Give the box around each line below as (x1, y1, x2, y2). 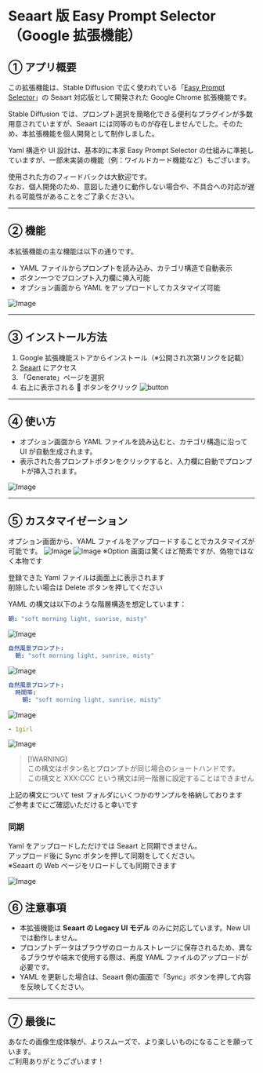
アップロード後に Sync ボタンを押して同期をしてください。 (8, 851, 200, 860)
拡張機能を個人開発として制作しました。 (28, 129, 159, 138)
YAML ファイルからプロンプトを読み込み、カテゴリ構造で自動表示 (19, 263, 233, 272)
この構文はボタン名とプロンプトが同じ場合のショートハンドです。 (27, 764, 240, 773)
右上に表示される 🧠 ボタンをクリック (19, 382, 139, 392)
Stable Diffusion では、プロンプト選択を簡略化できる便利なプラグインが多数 (8, 109, 253, 119)
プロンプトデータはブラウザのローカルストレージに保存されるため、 (19, 943, 240, 952)
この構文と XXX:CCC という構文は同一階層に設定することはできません (27, 774, 254, 783)
